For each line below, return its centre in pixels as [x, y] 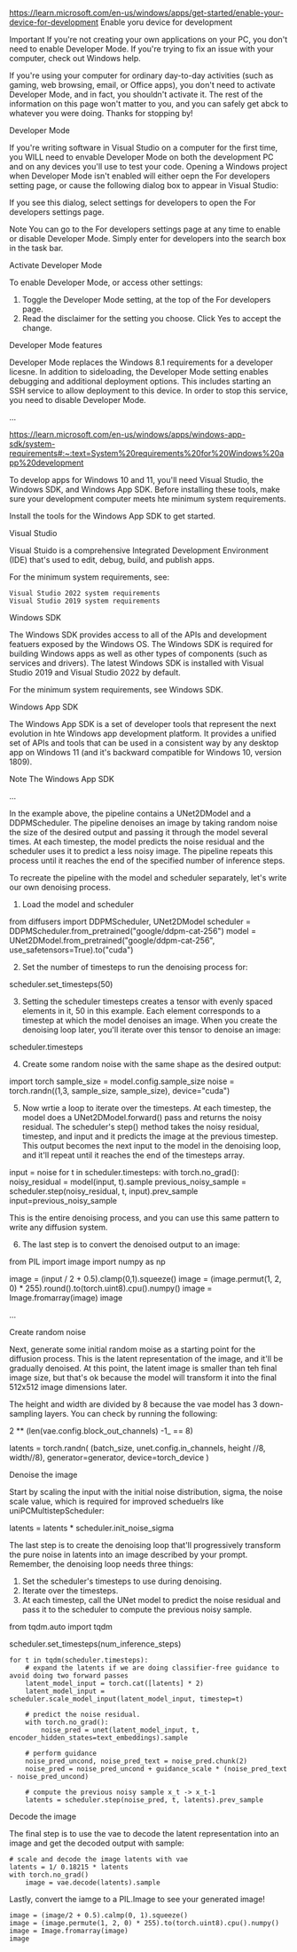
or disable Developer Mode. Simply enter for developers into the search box [148, 238]
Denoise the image [43, 1474]
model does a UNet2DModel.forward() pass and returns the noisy [142, 1117]
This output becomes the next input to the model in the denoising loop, [152, 1146]
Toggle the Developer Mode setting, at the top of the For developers [146, 300]
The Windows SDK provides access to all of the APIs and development [138, 635]
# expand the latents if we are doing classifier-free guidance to [152, 1668]
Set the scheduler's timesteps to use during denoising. [122, 1581]
